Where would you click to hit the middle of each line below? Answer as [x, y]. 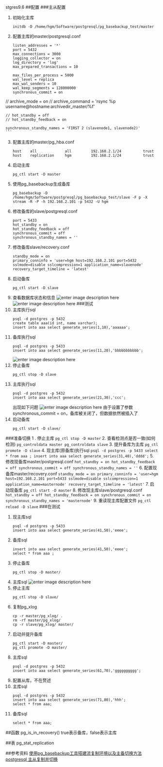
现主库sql [22, 517]
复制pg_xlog [25, 607]
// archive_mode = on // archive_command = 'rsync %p [61, 101]
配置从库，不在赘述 [32, 680]
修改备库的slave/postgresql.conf [45, 211]
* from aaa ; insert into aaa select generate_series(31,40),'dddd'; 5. [80, 456]
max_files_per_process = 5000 [43, 75]
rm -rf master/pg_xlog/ [37, 620]
